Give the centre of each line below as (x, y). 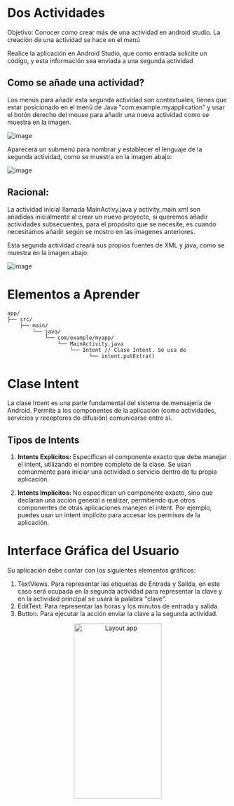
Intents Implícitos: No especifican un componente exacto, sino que (115, 493)
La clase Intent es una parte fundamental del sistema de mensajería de (109, 403)
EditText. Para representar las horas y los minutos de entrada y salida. (118, 606)
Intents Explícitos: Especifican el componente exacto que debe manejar (122, 457)
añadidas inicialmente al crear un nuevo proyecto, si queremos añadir (108, 217)
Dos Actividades (56, 13)
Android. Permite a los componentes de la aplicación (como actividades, (112, 411)
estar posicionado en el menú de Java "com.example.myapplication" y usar (116, 107)
